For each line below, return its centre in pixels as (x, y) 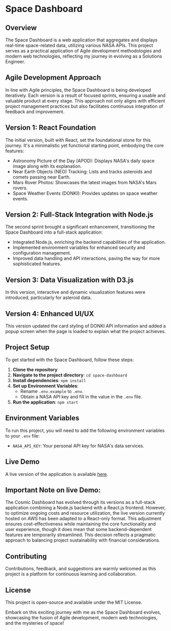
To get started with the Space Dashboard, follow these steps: (70, 360)
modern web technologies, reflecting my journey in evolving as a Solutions (84, 56)
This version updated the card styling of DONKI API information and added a (86, 326)
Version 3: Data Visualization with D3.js (70, 280)
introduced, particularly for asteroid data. (48, 298)
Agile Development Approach (53, 78)
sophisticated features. (37, 264)
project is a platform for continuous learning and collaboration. (71, 574)
